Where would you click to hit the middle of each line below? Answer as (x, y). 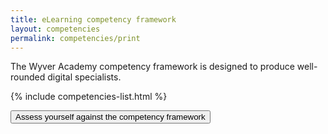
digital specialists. (84, 77)
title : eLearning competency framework (93, 19)
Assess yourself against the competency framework (110, 117)
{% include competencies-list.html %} (89, 97)
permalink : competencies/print (75, 38)
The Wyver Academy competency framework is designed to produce (152, 67)
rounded (28, 77)
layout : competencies (55, 29)
